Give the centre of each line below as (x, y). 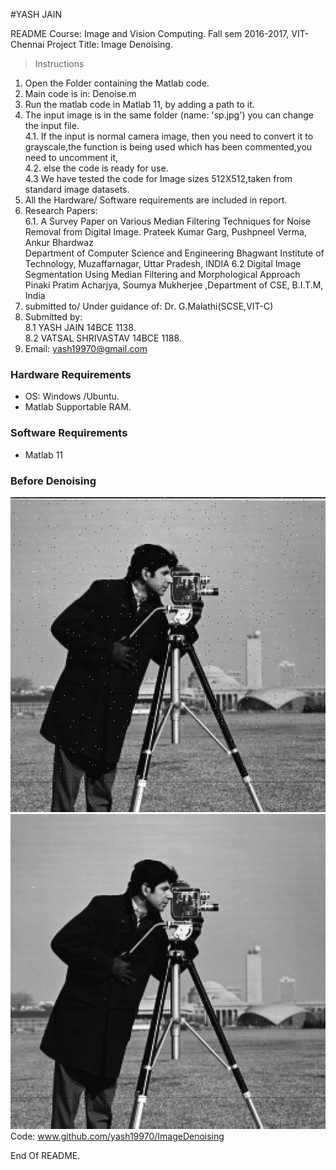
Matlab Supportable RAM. (78, 407)
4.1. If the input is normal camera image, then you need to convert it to (169, 136)
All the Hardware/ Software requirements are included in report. (156, 200)
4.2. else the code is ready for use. (96, 168)
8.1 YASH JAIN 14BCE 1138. (80, 327)
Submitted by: (53, 317)
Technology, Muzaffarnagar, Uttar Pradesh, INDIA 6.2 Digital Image (163, 263)
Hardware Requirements (71, 374)
